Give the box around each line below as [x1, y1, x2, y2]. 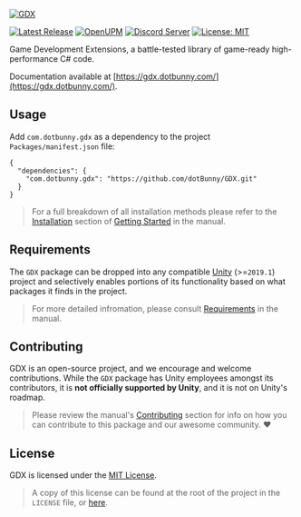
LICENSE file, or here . [31, 497, 109, 508]
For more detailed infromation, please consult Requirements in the [31, 303, 279, 313]
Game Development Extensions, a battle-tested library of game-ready [9, 44, 270, 55]
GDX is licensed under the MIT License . [9, 470, 157, 481]
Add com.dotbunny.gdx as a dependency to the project [9, 131, 211, 142]
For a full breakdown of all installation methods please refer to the [31, 205, 277, 217]
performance [9, 54, 59, 64]
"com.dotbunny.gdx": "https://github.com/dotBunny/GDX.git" [25, 174, 257, 184]
